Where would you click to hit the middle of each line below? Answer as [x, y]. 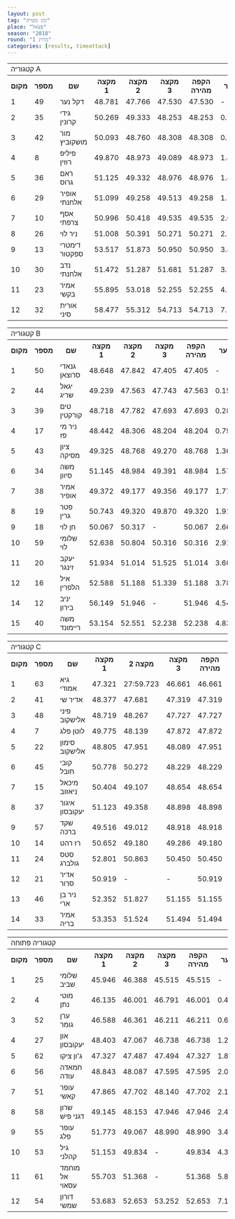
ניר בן [68, 894]
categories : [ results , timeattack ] [59, 46]
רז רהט [70, 843]
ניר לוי [69, 234]
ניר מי [68, 426]
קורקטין [71, 415]
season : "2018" [29, 33]
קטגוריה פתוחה [33, 943]
